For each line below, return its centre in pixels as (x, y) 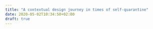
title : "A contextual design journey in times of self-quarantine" (77, 10)
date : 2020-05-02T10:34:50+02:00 (40, 14)
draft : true (17, 19)
